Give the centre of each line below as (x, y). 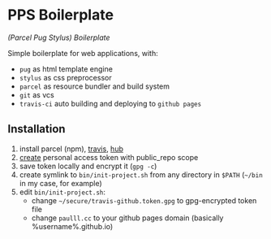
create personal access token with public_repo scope (109, 157)
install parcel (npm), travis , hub (71, 149)
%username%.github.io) (72, 226)
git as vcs (37, 94)
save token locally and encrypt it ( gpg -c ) (88, 166)
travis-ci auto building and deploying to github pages (110, 103)
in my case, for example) (60, 183)
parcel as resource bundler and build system (95, 86)
